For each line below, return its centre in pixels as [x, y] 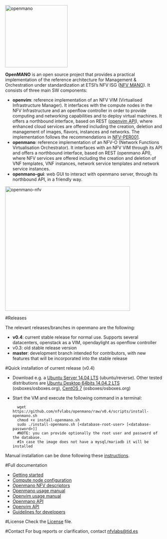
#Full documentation [26, 465]
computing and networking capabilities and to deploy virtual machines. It [87, 116]
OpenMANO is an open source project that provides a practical [70, 74]
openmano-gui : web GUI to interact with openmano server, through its [85, 174]
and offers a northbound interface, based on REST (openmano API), [82, 153]
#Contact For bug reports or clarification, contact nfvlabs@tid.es [72, 531]
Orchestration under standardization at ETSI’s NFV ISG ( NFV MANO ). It [78, 85]
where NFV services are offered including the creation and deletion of [84, 158]
